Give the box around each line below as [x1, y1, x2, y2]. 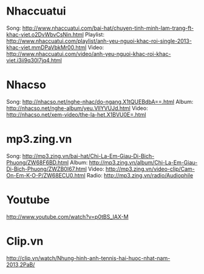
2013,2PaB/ [6, 261, 35, 268]
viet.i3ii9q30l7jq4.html [6, 57, 62, 64]
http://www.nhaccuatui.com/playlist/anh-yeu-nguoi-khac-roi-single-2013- [6, 37, 192, 44]
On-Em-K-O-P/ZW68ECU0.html [6, 171, 86, 179]
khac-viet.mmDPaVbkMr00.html [6, 44, 87, 51]
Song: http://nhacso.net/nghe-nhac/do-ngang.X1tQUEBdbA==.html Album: [6, 98, 194, 105]
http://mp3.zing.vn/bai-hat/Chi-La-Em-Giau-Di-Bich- [22, 152, 155, 159]
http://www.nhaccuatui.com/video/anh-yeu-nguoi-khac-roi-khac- [6, 50, 171, 57]
